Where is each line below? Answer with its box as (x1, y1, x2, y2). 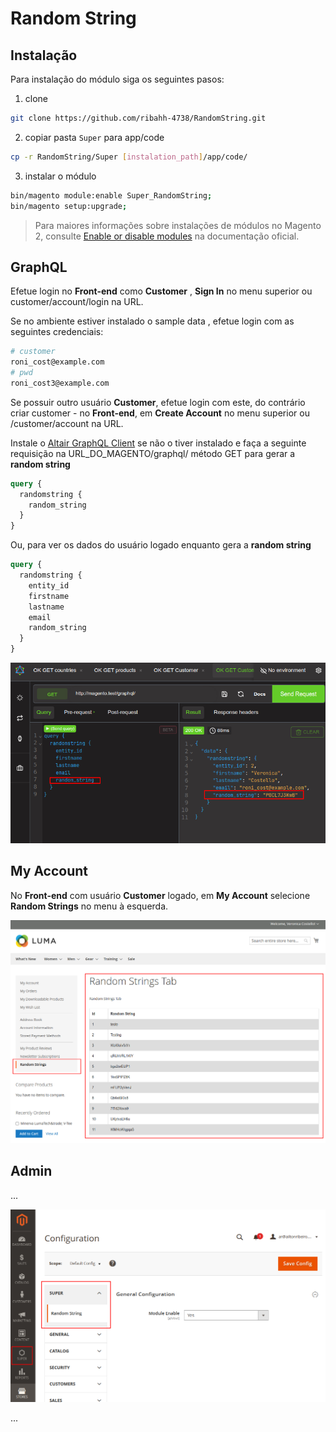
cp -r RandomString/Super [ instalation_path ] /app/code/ (10, 152, 248, 162)
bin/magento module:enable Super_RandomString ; (10, 190, 213, 201)
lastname (28, 602, 65, 612)
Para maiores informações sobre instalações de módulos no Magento (34, 219, 322, 231)
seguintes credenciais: (10, 326, 104, 338)
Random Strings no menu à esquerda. (10, 900, 169, 912)
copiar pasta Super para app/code (24, 131, 165, 143)
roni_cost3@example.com (10, 378, 110, 388)
